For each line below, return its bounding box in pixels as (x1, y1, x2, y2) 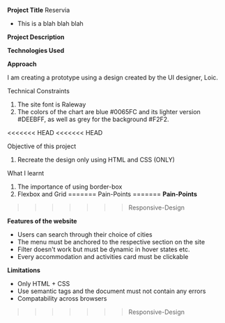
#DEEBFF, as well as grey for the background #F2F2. (17, 115, 169, 123)
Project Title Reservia (7, 6, 70, 14)
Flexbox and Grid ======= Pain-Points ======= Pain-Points (17, 190, 197, 198)
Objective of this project (7, 142, 77, 150)
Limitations (7, 266, 40, 274)
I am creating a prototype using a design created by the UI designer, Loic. (7, 73, 218, 81)
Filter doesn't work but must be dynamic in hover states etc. (17, 245, 190, 253)
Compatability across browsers (17, 294, 107, 302)
